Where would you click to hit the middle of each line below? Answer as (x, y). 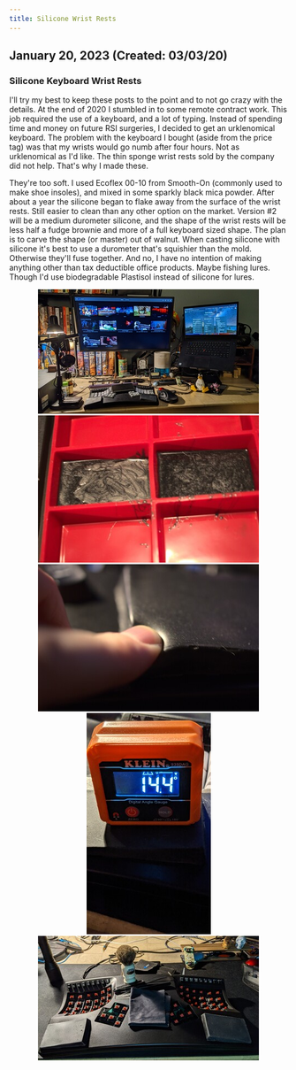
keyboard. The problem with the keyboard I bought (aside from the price (140, 138)
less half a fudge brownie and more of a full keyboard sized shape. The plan (148, 230)
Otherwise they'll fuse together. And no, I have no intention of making (136, 258)
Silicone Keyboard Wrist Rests (76, 81)
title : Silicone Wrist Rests (63, 19)
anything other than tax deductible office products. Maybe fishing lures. (140, 268)
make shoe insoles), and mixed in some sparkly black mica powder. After (142, 192)
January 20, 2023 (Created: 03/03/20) (118, 56)
